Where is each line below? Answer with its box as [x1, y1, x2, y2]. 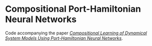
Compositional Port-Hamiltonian [5, 3, 141, 15]
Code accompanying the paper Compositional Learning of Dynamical [5, 30, 147, 36]
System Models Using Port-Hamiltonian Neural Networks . [5, 35, 123, 41]
